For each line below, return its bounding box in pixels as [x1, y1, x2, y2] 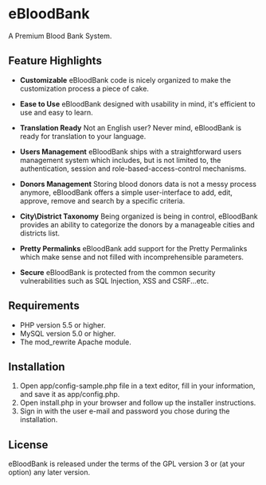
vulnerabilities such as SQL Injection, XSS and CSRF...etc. [19, 276, 209, 285]
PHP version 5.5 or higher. [19, 320, 106, 330]
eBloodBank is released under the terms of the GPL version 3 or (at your [8, 459, 245, 469]
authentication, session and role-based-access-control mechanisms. [19, 164, 247, 173]
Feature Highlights [8, 54, 102, 68]
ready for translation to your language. [19, 131, 147, 141]
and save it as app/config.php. [19, 390, 120, 399]
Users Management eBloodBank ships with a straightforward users [19, 146, 242, 156]
